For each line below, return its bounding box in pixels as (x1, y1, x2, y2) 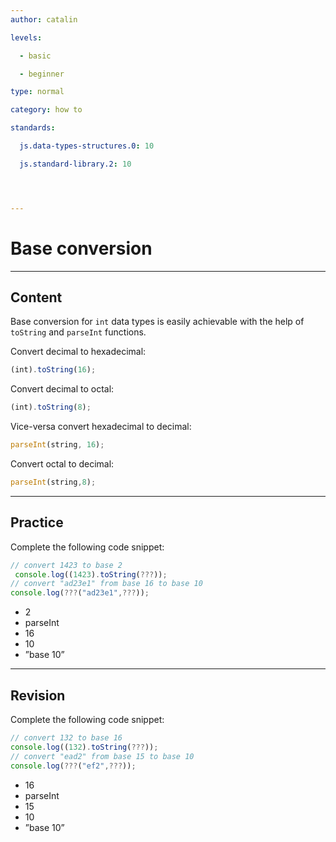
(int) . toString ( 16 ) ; (10, 365, 97, 375)
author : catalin (10, 14, 78, 25)
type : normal (10, 87, 65, 97)
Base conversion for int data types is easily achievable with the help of (10, 316, 305, 328)
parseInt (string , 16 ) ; (10, 440, 105, 450)
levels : (10, 32, 43, 43)
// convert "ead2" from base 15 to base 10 (10, 751, 195, 761)
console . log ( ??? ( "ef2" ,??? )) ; (10, 761, 137, 771)
